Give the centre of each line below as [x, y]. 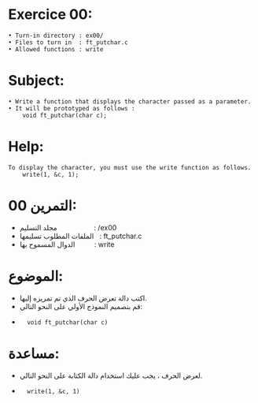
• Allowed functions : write [56, 49]
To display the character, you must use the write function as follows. [130, 167]
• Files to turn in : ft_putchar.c [68, 42]
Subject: [36, 81]
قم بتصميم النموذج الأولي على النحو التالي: [81, 306]
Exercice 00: [50, 15]
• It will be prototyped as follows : [72, 108]
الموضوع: [36, 276]
